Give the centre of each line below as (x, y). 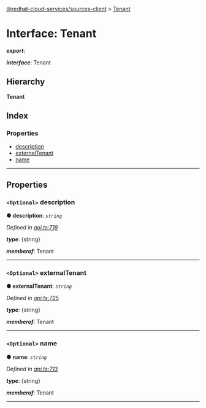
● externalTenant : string (39, 286)
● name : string (27, 357)
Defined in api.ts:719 (32, 228)
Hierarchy (26, 82)
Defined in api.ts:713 (32, 369)
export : (16, 50)
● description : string (34, 216)
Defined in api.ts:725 (33, 298)
